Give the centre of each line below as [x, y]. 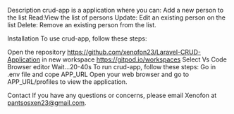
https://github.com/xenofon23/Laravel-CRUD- [134, 52]
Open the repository [36, 52]
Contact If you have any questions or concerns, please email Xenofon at [112, 95]
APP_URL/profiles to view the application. [67, 82]
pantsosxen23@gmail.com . [47, 103]
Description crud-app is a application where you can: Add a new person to [116, 10]
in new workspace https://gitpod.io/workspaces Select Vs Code [134, 59]
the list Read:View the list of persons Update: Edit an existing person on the [116, 17]
